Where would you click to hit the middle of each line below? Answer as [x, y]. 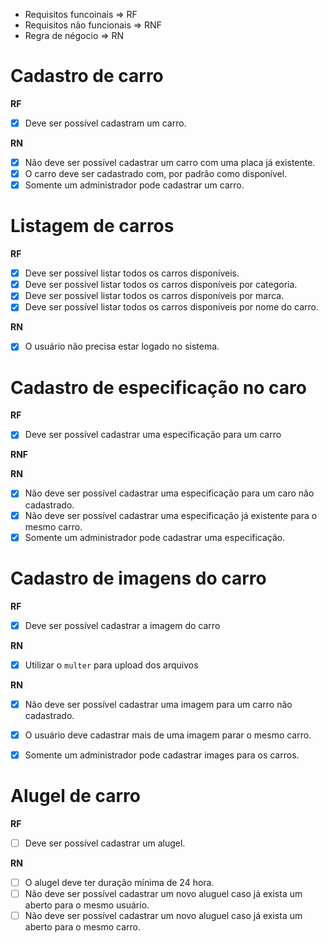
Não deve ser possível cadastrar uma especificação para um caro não [169, 493]
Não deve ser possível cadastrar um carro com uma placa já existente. [170, 162]
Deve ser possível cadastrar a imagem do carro [122, 625]
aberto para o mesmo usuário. [87, 905]
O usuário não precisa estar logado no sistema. [122, 346]
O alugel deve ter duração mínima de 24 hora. [119, 882]
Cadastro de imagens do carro [138, 578]
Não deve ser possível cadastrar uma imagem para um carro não [158, 704]
